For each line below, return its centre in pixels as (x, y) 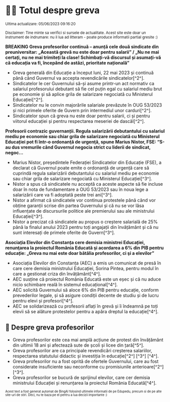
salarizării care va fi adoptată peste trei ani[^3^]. (62, 194)
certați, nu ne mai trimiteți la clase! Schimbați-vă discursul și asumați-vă (83, 57)
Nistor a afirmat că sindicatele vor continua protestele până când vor (84, 200)
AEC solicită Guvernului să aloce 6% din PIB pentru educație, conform (86, 290)
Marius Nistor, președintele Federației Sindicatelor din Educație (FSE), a (87, 162)
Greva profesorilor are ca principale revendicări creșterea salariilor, (82, 350)
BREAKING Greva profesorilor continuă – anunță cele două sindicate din (82, 46)
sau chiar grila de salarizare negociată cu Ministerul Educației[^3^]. (82, 178)
